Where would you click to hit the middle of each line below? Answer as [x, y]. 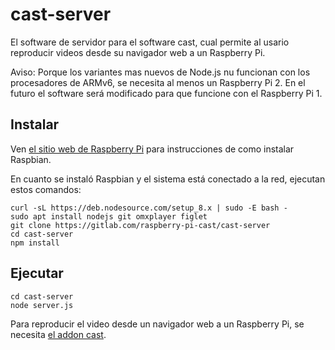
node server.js [42, 305]
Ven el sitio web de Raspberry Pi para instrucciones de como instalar [152, 149]
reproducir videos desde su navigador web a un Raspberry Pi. [138, 52]
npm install [35, 243]
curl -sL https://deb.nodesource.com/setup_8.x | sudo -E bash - [149, 208]
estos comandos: [46, 189]
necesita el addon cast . [58, 334]
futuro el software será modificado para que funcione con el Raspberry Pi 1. [166, 93]
